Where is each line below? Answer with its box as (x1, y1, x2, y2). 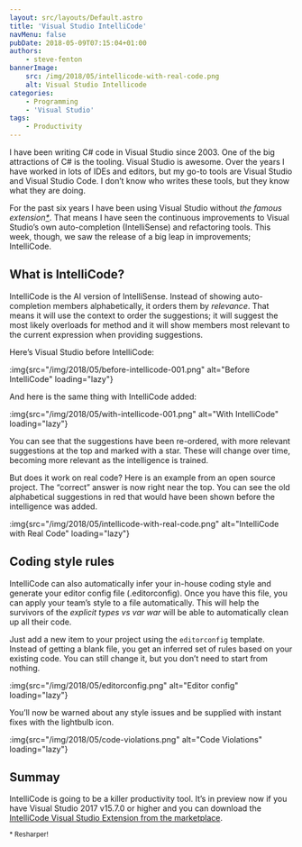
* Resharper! (9, 830, 50, 839)
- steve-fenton (25, 55, 83, 64)
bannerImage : (9, 64, 59, 73)
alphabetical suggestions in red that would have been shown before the (9, 491, 275, 502)
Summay (9, 770, 60, 785)
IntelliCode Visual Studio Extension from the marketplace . (9, 813, 224, 824)
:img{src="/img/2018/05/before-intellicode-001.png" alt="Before (9, 364, 251, 375)
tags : (9, 114, 30, 123)
